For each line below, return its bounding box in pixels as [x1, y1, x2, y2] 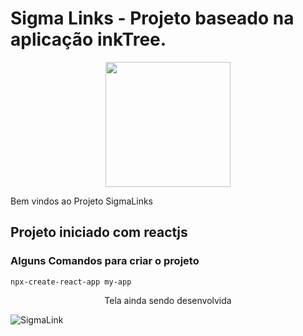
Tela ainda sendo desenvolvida [104, 294, 232, 306]
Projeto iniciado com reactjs [10, 224, 188, 241]
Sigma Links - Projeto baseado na [10, 7, 295, 30]
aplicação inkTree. [10, 28, 167, 51]
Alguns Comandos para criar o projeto [10, 254, 200, 268]
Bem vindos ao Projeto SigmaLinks [10, 195, 153, 207]
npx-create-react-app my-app [10, 277, 132, 287]
